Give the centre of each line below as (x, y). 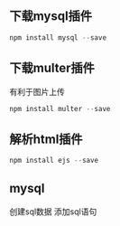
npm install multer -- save (60, 108)
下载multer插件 (52, 68)
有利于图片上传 (37, 91)
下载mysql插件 (51, 16)
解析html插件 (46, 139)
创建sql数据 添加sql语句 (53, 212)
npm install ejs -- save (54, 161)
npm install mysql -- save (58, 38)
